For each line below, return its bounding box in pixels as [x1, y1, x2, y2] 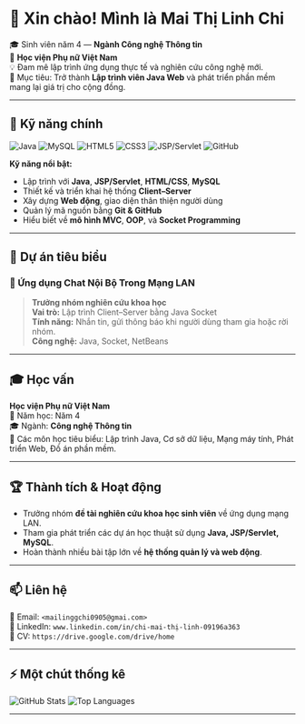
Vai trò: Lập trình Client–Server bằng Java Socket [31, 307, 218, 317]
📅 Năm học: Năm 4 [9, 410, 81, 421]
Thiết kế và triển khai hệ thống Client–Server [22, 186, 192, 196]
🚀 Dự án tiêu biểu [9, 249, 107, 265]
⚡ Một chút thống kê [9, 667, 126, 682]
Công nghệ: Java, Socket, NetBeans [31, 336, 169, 347]
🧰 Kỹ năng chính [9, 116, 103, 132]
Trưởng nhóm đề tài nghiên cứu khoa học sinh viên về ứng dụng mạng [22, 508, 289, 519]
